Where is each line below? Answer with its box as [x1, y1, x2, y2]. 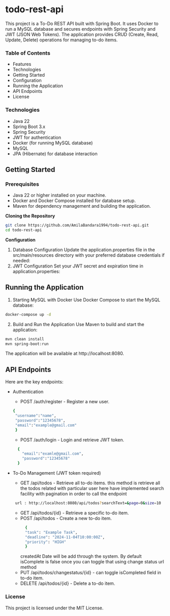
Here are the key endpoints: [5, 379, 64, 385]
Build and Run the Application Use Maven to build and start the [12, 321, 145, 327]
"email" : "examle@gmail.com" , [22, 451, 84, 456]
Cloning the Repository [5, 213, 55, 219]
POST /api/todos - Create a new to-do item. [20, 515, 112, 521]
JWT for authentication [12, 134, 61, 140]
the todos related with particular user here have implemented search [20, 485, 164, 491]
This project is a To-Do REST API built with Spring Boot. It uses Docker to [5, 20, 159, 27]
